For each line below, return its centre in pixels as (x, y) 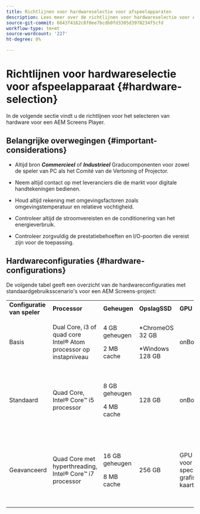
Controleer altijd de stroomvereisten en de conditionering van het (95, 218)
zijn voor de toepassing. (44, 242)
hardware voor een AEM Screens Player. (56, 122)
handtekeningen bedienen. (48, 189)
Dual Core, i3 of (75, 327)
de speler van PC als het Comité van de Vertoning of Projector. (91, 171)
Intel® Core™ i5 (74, 400)
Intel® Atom (69, 342)
